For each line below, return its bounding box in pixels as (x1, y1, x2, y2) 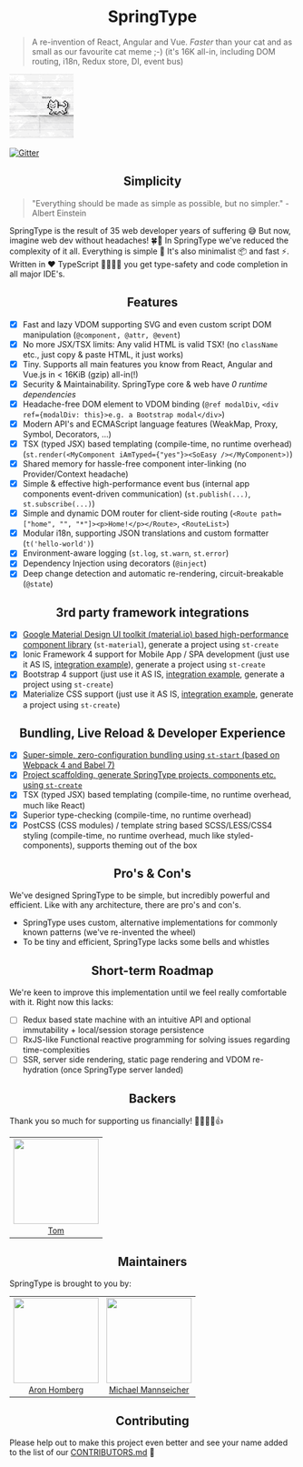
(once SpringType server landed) (60, 1064, 184, 1075)
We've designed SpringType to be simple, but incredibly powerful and (9, 889, 270, 901)
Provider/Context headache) (22, 468, 129, 479)
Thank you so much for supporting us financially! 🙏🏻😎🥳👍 (9, 1116, 224, 1127)
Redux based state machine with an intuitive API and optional (22, 1014, 251, 1025)
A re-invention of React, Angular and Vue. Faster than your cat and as (31, 36, 293, 47)
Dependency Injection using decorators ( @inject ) (22, 558, 207, 569)
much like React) (22, 799, 86, 810)
